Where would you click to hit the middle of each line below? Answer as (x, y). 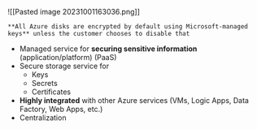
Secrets (44, 83)
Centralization (43, 118)
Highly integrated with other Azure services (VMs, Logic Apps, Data (134, 100)
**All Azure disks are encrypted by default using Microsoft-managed (128, 27)
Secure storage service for (64, 66)
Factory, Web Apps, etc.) (61, 109)
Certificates (51, 92)
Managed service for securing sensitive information (108, 49)
